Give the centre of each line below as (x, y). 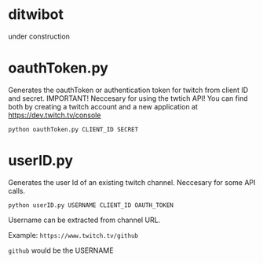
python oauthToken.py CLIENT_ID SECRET (73, 129)
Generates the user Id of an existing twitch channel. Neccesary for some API (132, 182)
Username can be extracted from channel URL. (84, 220)
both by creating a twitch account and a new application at (103, 106)
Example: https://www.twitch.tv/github (73, 235)
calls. (17, 191)
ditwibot (36, 15)
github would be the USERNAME (61, 250)
